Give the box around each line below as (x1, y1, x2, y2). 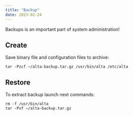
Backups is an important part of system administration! (5, 26, 120, 32)
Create (5, 41, 27, 49)
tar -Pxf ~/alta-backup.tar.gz (5, 106, 72, 111)
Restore (5, 78, 30, 86)
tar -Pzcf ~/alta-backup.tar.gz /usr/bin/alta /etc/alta (5, 64, 128, 69)
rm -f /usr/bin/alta (5, 101, 49, 107)
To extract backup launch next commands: (5, 92, 95, 98)
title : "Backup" (5, 7, 40, 13)
